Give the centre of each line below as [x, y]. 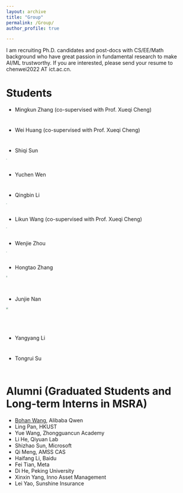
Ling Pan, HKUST [36, 427]
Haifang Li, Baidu [36, 459]
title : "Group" [25, 17]
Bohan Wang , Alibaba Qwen [49, 421]
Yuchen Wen [30, 175]
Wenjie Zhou [30, 244]
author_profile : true [33, 28]
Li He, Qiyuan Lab [36, 440]
